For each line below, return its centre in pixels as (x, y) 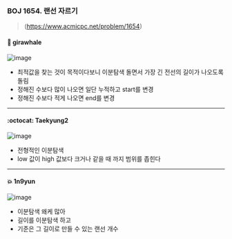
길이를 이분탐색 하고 (44, 220)
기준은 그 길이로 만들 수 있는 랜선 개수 (68, 229)
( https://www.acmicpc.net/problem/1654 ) (83, 26)
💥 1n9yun (21, 182)
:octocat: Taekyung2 (38, 121)
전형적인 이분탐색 (40, 150)
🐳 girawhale (25, 42)
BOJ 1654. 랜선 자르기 (42, 10)
